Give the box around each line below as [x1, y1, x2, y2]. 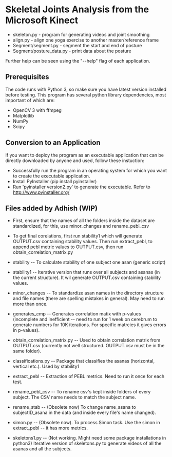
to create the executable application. [12, 173, 90, 179]
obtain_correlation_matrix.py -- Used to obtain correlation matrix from [12, 337, 161, 343]
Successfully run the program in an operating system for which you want [12, 167, 167, 173]
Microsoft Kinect [5, 14, 79, 26]
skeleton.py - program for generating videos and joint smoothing [12, 31, 150, 37]
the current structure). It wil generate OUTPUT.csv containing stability [12, 274, 161, 281]
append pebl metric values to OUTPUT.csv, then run [12, 244, 124, 250]
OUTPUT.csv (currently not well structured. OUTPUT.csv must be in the [12, 343, 165, 349]
